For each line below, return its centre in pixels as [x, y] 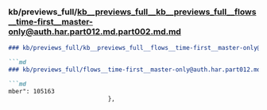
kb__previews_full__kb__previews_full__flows [166, 12]
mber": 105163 [32, 91]
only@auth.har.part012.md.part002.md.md [95, 32]
